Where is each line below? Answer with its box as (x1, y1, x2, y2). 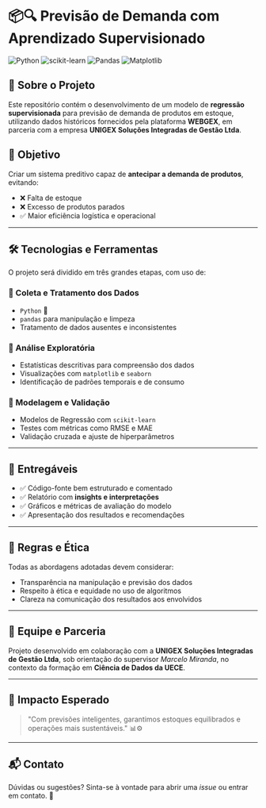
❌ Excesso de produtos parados (19, 202, 125, 211)
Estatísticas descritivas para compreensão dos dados (19, 360, 195, 370)
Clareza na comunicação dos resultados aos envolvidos (19, 594, 203, 604)
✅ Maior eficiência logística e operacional (19, 210, 156, 220)
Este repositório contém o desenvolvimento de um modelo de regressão (8, 99, 245, 109)
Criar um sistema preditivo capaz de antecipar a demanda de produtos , (8, 169, 244, 179)
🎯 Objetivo (8, 148, 61, 162)
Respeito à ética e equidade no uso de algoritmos (19, 586, 182, 595)
